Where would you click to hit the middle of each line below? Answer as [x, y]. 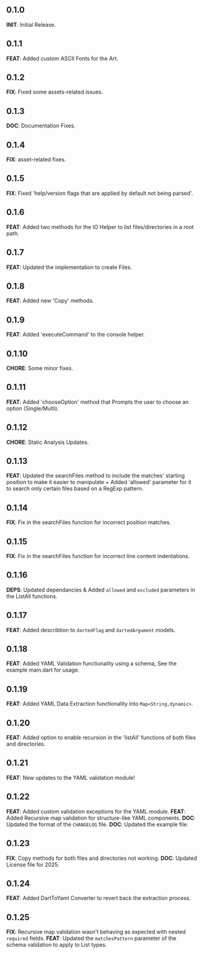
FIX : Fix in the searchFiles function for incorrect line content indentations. [98, 556]
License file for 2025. [33, 864]
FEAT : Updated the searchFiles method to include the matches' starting [95, 475]
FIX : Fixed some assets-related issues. [55, 92]
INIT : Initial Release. [31, 24]
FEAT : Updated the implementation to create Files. [69, 267]
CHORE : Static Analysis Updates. [48, 442]
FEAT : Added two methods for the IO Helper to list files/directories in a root [100, 227]
